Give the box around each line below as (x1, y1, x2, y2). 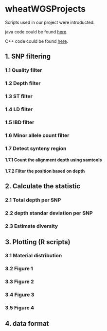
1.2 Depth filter (5, 80, 41, 87)
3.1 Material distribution (5, 252, 62, 259)
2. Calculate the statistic (5, 182, 81, 190)
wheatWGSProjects (5, 3, 86, 15)
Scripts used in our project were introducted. (5, 19, 95, 25)
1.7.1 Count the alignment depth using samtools (5, 157, 102, 163)
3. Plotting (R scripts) (5, 238, 71, 246)
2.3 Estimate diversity (5, 223, 58, 230)
